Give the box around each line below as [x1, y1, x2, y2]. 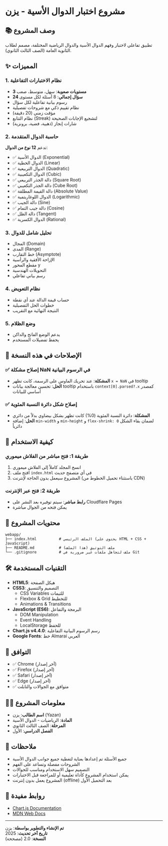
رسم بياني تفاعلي [12, 272, 45, 279]
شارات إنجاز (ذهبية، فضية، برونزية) [12, 120, 77, 126]
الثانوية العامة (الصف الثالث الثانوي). [5, 47, 71, 53]
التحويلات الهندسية [12, 267, 46, 273]
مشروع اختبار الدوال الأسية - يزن [5, 6, 125, 17]
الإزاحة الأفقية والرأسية [12, 257, 55, 263]
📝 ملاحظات [5, 742, 36, 751]
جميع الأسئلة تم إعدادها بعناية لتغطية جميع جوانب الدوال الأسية [12, 756, 127, 762]
